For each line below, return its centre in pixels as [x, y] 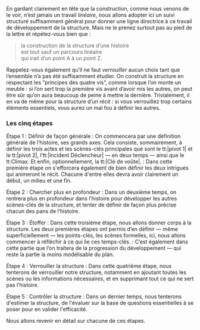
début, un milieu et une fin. [39, 181]
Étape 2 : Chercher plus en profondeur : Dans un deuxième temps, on [91, 192]
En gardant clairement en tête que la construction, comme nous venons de [98, 9]
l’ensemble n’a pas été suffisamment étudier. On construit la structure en [95, 76]
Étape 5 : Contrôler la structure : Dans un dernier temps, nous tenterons [94, 297]
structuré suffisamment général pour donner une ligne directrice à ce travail [99, 21]
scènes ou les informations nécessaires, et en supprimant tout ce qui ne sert [100, 279]
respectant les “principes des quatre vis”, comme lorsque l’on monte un [94, 82]
